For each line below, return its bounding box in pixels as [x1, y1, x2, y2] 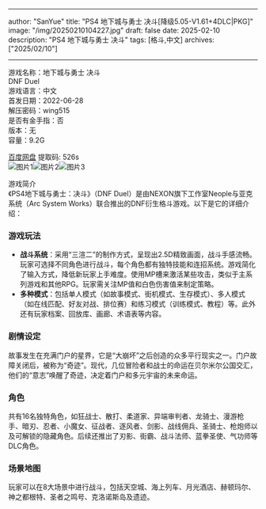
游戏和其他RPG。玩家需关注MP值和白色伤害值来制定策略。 [26, 279, 218, 289]
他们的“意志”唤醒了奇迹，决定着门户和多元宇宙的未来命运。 [8, 370, 202, 380]
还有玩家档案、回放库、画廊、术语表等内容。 [19, 310, 166, 319]
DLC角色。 [8, 441, 44, 450]
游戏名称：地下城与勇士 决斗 [8, 68, 101, 77]
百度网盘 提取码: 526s [8, 152, 79, 161]
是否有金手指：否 [8, 116, 64, 125]
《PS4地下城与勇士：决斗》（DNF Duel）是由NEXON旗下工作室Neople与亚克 [8, 189, 253, 198]
